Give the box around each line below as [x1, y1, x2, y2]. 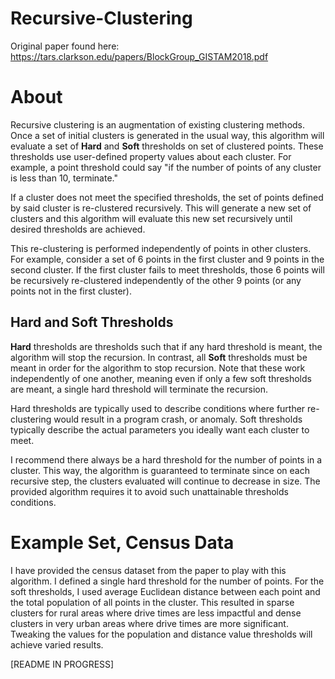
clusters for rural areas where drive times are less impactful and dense [10, 607, 302, 619]
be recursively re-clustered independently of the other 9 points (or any [10, 274, 302, 286]
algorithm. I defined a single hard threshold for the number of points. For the [10, 575, 325, 587]
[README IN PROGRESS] [10, 658, 115, 670]
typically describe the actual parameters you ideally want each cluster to [10, 423, 310, 436]
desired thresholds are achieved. [10, 223, 146, 235]
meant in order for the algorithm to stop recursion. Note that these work [10, 362, 306, 374]
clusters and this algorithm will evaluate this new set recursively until [10, 212, 293, 224]
